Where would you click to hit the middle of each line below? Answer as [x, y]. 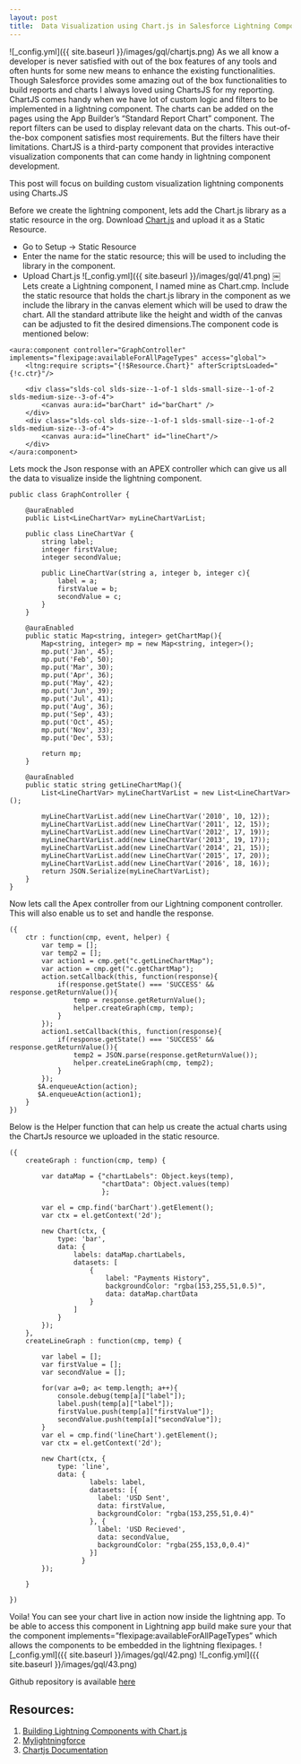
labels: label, [117, 1482]
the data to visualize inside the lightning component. [106, 478]
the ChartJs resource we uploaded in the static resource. [115, 1136]
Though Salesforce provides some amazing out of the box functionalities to [148, 80]
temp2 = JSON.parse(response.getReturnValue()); [165, 1055]
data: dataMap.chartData [152, 1294]
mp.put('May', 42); [78, 682]
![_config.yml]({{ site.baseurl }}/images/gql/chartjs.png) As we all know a [144, 51]
